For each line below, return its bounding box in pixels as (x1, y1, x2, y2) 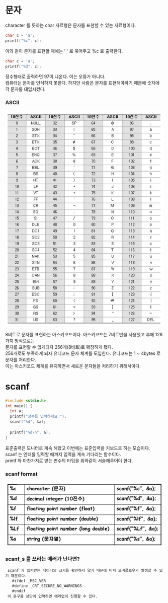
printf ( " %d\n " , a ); (10, 430, 51, 435)
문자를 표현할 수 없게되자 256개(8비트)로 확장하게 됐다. (5, 344, 113, 350)
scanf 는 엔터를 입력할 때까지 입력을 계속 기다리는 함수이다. (5, 451, 122, 457)
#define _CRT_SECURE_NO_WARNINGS (12, 583, 82, 589)
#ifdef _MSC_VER (12, 578, 46, 584)
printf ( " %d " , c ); (5, 64, 42, 69)
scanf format (5, 470, 38, 477)
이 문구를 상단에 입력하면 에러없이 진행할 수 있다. (7, 594, 98, 599)
